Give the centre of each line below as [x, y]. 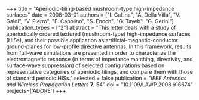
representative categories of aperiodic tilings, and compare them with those [99, 72]
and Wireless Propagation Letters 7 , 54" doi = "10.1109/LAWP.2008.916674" [99, 85]
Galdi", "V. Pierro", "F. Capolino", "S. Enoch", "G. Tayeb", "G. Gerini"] [90, 21]
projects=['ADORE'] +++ [36, 91]
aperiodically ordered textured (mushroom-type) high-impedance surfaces [98, 34]
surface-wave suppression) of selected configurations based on [85, 65]
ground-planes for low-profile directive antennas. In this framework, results [99, 46]
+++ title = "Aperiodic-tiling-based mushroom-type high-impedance [90, 9]
